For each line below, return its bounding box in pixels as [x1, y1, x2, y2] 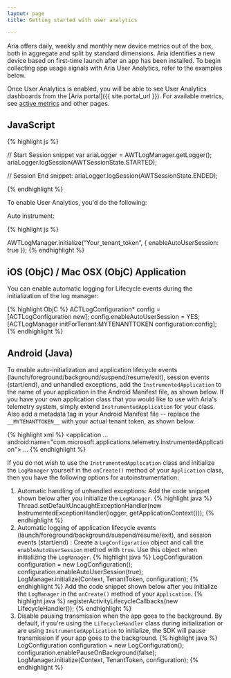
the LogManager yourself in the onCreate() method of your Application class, [7, 466, 224, 474]
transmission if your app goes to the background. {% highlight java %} [17, 634, 218, 642]
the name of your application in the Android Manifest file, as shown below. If [7, 387, 224, 396]
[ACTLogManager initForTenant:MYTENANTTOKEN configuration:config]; [7, 320, 217, 329]
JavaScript [7, 119, 55, 131]
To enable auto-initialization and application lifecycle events [7, 365, 178, 374]
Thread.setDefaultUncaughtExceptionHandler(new [17, 501, 162, 509]
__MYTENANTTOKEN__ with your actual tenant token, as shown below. [7, 416, 196, 425]
